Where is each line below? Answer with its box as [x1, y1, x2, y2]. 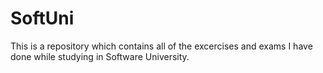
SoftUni [10, 7, 75, 30]
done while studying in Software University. [10, 50, 190, 62]
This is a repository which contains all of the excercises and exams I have [10, 40, 313, 52]
